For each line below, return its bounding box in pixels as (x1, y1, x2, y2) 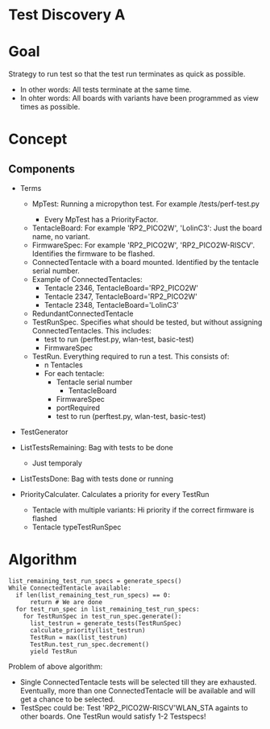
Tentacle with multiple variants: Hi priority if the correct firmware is (31, 505, 255, 515)
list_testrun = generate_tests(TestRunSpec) (29, 619, 182, 628)
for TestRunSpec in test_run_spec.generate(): (23, 612, 182, 621)
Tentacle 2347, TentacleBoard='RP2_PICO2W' (44, 292, 197, 301)
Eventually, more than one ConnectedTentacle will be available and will (19, 686, 255, 696)
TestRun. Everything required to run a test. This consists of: (31, 352, 230, 362)
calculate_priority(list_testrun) (29, 627, 147, 635)
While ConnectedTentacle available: (8, 584, 131, 593)
